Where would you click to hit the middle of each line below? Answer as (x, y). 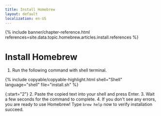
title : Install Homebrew (30, 9)
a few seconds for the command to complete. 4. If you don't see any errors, (80, 99)
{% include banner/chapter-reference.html (48, 32)
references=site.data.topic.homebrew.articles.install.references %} (72, 37)
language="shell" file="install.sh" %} (42, 85)
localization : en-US (26, 18)
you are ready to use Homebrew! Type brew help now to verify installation (79, 104)
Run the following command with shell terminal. (59, 70)
